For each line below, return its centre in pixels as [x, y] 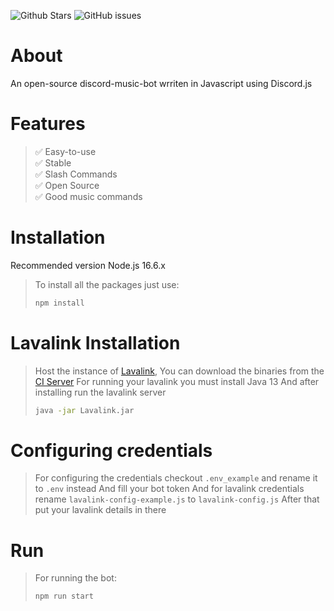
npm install [59, 303]
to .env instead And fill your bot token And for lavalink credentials [169, 489]
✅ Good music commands [88, 196]
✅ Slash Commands [76, 174]
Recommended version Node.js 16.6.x [88, 265]
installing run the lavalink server [100, 392]
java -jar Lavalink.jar [84, 410]
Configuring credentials [111, 450]
